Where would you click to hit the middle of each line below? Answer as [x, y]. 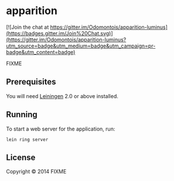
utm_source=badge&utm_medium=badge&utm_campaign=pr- [81, 46]
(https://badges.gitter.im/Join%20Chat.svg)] [59, 33]
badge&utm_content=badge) [41, 52]
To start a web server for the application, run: [61, 129]
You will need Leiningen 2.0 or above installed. [62, 96]
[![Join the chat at [28, 27]
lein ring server [27, 139]
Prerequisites [31, 82]
